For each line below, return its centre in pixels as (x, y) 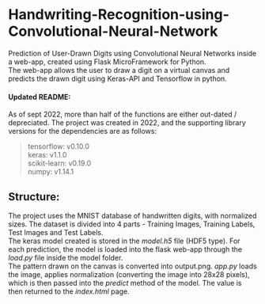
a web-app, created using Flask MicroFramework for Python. (108, 62)
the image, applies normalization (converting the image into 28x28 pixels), (129, 274)
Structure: (34, 197)
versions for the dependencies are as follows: (82, 131)
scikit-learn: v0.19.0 (59, 163)
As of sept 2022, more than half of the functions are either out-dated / (123, 114)
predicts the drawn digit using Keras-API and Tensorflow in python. (117, 78)
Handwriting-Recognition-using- (119, 15)
